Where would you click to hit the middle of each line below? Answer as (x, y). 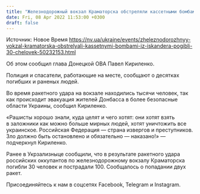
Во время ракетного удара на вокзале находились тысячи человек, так (97, 93)
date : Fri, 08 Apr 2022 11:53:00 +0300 (56, 17)
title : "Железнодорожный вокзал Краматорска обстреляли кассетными (92, 12)
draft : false (22, 23)
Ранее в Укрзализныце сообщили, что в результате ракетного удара (93, 154)
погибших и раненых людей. (43, 82)
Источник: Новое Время (37, 40)
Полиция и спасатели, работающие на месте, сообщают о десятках (93, 76)
